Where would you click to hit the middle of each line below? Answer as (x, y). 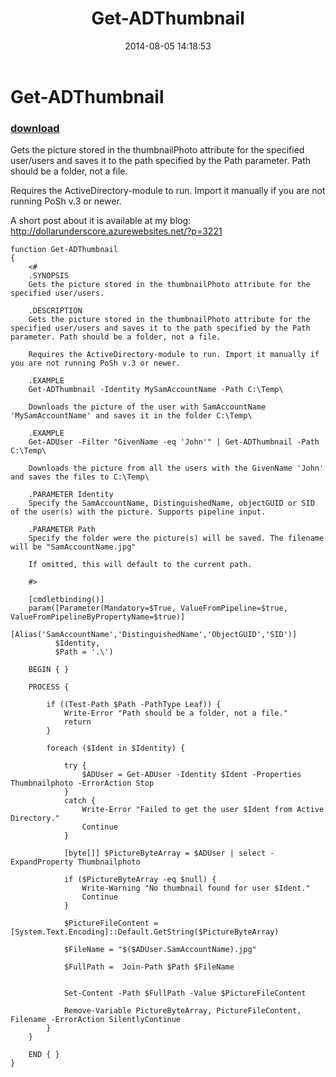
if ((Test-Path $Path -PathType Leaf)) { (134, 705)
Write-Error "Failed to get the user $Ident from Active (203, 810)
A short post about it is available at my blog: (101, 221)
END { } (44, 1055)
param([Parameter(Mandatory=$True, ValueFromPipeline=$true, (158, 608)
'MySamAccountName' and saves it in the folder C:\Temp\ (131, 416)
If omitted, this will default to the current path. (140, 565)
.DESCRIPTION (55, 311)
